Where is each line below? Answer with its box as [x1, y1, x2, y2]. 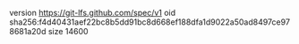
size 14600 [47, 26, 89, 36]
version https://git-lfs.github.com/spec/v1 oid [9, 8, 176, 18]
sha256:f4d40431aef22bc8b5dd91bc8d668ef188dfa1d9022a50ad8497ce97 [9, 17, 291, 27]
